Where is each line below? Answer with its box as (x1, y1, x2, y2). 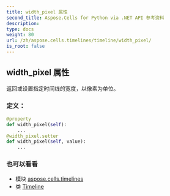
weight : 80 (6, 32, 34, 38)
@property (6, 116, 32, 122)
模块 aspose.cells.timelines (15, 175, 84, 183)
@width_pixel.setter (6, 133, 59, 139)
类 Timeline (15, 183, 44, 190)
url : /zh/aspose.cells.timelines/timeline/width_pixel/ (6, 37, 152, 43)
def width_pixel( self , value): (6, 138, 86, 145)
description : (6, 20, 40, 26)
